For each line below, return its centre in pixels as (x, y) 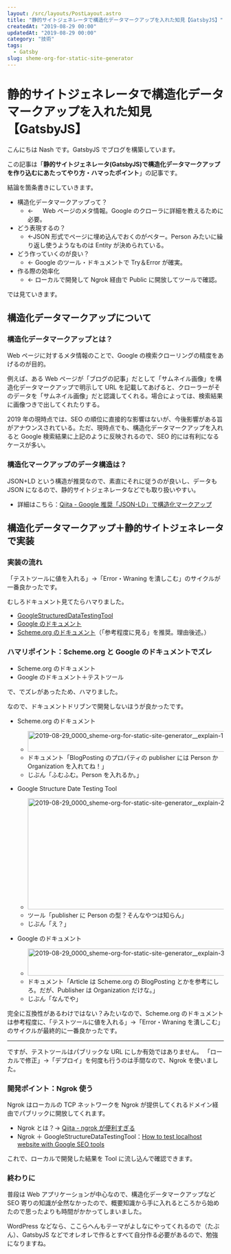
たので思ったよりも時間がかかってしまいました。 (76, 1212)
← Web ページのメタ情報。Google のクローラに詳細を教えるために (125, 210)
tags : (15, 45)
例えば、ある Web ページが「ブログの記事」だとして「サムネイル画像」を (111, 379)
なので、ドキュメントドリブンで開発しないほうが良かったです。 (97, 706)
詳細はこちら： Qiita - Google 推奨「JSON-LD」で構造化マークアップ (114, 504)
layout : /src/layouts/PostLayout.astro (64, 13)
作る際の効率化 (38, 271)
